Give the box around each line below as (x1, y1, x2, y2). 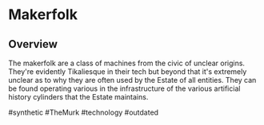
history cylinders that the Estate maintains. (8, 92, 149, 101)
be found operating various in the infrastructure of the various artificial (8, 84, 241, 93)
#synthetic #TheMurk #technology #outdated (8, 107, 158, 117)
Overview (8, 37, 58, 51)
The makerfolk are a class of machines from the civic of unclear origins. (8, 58, 246, 68)
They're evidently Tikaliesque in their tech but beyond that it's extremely (8, 67, 247, 76)
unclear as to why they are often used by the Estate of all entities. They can (8, 76, 257, 84)
